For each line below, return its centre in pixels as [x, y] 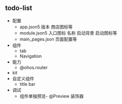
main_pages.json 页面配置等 [48, 39]
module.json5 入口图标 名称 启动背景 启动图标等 [68, 33]
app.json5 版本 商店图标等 [46, 27]
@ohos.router [34, 67]
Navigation [31, 56]
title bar [27, 84]
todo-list [19, 8]
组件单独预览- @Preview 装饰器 [52, 96]
